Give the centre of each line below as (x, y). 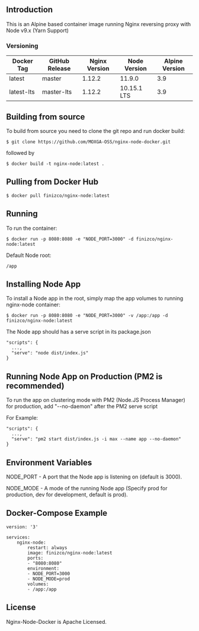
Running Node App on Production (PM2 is (84, 376)
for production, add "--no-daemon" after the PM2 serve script (82, 407)
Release (59, 69)
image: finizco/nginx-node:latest (70, 553)
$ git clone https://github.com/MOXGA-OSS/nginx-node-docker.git (88, 142)
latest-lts (22, 92)
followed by (20, 153)
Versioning (22, 46)
